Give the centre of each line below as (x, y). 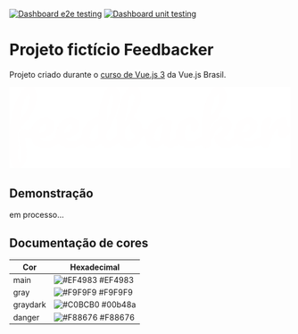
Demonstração (51, 193)
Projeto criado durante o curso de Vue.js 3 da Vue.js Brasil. (118, 74)
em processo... (37, 215)
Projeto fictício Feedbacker (112, 50)
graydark (29, 305)
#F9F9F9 (116, 292)
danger (26, 317)
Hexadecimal (95, 267)
